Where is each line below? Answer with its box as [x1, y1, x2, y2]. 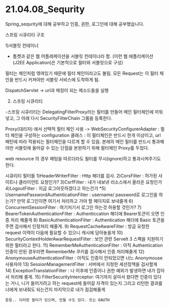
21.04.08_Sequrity [5, 4, 85, 15]
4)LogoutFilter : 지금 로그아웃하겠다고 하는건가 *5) [5, 185, 106, 191]
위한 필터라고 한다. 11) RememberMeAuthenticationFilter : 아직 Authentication [5, 242, 163, 248]
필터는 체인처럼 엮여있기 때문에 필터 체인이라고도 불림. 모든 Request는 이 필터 [5, 70, 158, 76]
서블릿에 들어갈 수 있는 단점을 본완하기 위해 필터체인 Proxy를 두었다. [14, 145, 149, 151]
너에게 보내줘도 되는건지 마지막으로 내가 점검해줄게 [5, 286, 105, 292]
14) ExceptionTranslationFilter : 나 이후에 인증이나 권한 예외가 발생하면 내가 [5, 267, 156, 274]
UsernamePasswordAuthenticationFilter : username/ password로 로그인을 [5, 191, 158, 198]
